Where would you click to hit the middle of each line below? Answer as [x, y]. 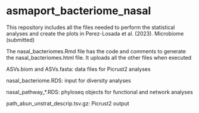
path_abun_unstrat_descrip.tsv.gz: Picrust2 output [68, 103]
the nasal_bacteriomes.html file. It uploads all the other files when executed [99, 57]
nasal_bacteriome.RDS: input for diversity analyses [69, 80]
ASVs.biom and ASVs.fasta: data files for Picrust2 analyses [78, 69]
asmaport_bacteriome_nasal [79, 11]
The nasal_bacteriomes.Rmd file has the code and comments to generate [96, 51]
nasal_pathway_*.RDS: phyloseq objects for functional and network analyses [100, 92]
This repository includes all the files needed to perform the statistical [91, 27]
